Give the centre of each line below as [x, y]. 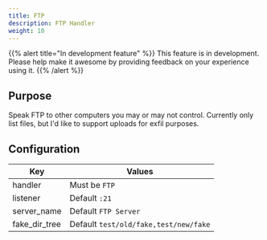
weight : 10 [27, 31]
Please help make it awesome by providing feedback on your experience [129, 62]
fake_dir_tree [37, 224]
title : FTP [27, 16]
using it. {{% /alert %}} [46, 71]
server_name [37, 211]
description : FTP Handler [51, 23]
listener [27, 198]
